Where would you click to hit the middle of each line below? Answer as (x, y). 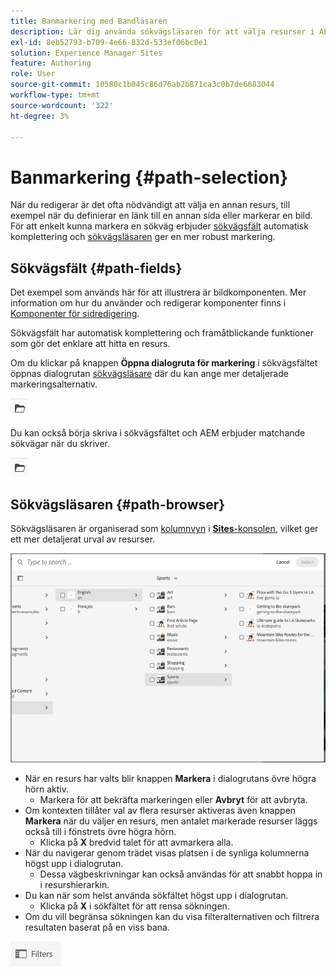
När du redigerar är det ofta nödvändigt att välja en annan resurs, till (150, 205)
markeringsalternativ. (54, 384)
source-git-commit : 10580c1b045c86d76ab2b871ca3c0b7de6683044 (142, 85)
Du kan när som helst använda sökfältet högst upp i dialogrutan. (156, 895)
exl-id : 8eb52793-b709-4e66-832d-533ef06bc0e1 (109, 42)
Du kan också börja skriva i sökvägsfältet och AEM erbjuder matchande (158, 433)
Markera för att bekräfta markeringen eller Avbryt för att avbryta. (173, 799)
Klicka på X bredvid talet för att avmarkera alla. (136, 842)
